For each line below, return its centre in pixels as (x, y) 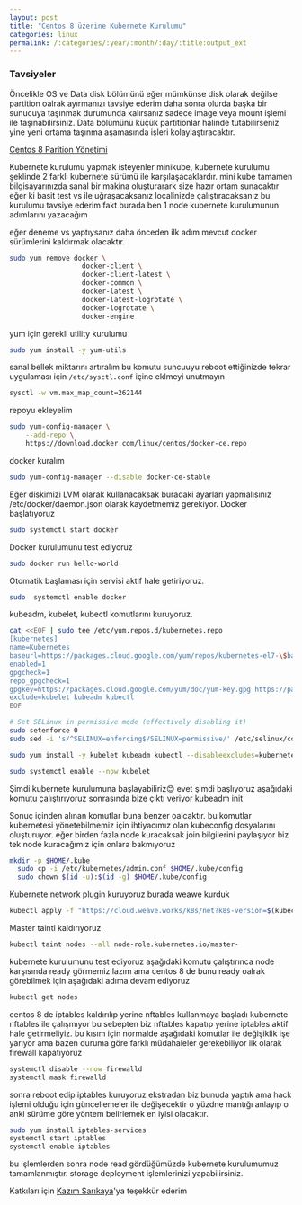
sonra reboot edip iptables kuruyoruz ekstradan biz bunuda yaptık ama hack (151, 1094)
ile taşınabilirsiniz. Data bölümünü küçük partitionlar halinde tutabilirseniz (144, 122)
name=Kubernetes (40, 648)
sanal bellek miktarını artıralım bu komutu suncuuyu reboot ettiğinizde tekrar (150, 367)
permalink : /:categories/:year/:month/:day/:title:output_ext (128, 43)
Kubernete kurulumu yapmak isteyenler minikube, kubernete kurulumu (139, 166)
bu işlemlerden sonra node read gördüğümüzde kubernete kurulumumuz (144, 1164)
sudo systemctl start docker (64, 530)
